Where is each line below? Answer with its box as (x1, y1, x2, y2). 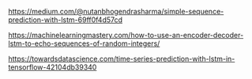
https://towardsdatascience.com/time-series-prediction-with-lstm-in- (8, 55, 235, 63)
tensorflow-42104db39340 (8, 62, 97, 72)
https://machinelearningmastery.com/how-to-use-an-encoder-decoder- (8, 31, 244, 39)
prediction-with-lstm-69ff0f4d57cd (8, 15, 123, 24)
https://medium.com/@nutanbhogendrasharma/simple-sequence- (8, 7, 224, 16)
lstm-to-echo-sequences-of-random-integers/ (8, 39, 160, 48)
